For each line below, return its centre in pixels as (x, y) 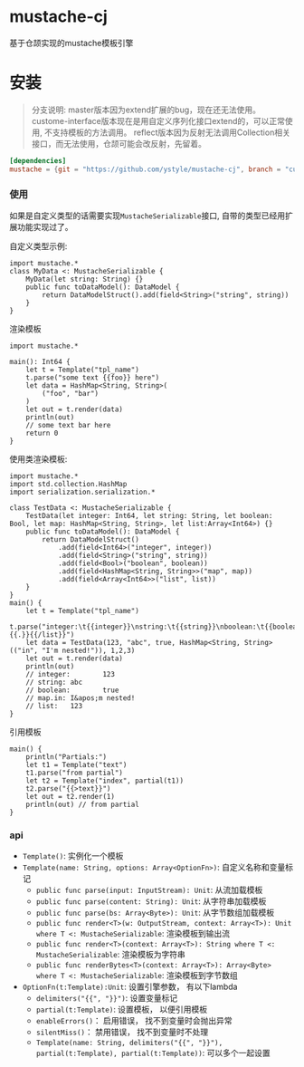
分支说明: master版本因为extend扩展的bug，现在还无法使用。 (146, 110)
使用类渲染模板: (38, 458)
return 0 (42, 433)
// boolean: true (72, 690)
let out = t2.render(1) (71, 796)
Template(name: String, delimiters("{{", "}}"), (129, 1043)
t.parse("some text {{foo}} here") (93, 378)
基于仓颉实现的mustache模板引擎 (71, 43)
